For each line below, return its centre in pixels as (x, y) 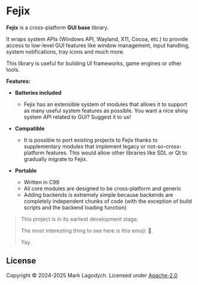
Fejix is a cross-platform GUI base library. (58, 27)
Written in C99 (41, 182)
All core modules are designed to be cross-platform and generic (103, 188)
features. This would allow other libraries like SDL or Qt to (117, 153)
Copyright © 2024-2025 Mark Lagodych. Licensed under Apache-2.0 (92, 275)
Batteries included (38, 92)
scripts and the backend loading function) (75, 207)
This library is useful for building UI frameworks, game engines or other (94, 63)
